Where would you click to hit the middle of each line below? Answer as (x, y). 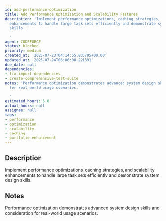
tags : (11, 115)
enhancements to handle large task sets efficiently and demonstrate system (82, 175)
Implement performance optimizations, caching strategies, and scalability (80, 170)
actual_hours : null (25, 106)
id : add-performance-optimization (41, 10)
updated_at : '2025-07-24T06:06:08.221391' (49, 60)
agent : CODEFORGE (23, 42)
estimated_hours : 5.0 (27, 101)
